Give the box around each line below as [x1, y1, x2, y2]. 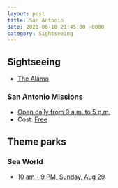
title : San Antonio [7, 17, 64, 24]
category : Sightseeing [7, 29, 73, 37]
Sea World [7, 156, 43, 166]
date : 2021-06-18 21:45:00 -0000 [7, 23, 105, 30]
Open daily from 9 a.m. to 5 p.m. [17, 108, 111, 116]
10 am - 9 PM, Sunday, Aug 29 [17, 173, 105, 181]
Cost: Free [17, 115, 47, 123]
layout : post [7, 10, 45, 18]
